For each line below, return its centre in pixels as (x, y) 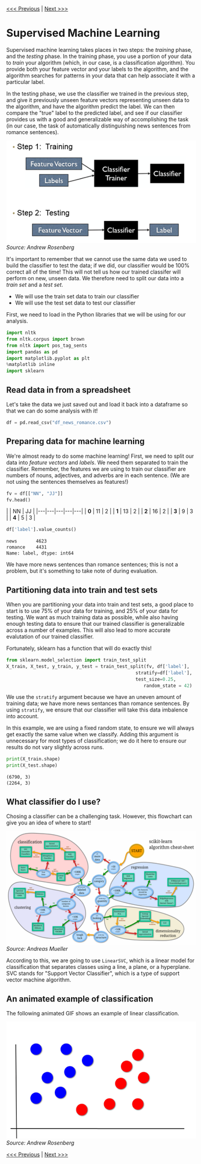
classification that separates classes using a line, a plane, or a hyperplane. (98, 967)
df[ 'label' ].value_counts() (42, 530)
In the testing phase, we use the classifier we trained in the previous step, (97, 94)
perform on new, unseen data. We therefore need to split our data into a (95, 278)
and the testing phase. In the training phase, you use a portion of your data (99, 56)
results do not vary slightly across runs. (55, 747)
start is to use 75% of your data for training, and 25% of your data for (92, 611)
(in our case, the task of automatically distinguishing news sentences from (98, 126)
